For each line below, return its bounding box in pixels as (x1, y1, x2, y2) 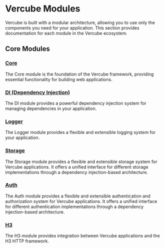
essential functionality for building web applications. (5, 76, 112, 82)
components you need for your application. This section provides (5, 24, 139, 30)
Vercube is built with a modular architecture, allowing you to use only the (5, 19, 155, 25)
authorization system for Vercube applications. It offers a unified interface (5, 198, 157, 204)
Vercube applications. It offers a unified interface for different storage (5, 163, 148, 170)
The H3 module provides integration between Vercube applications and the (5, 233, 160, 239)
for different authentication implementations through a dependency (5, 203, 144, 209)
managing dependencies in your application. (5, 105, 97, 111)
